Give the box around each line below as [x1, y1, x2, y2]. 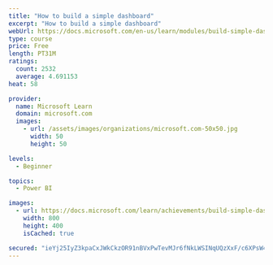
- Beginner [15, 162, 53, 171]
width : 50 [29, 132, 63, 141]
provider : [8, 94, 42, 102]
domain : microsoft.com [15, 110, 93, 118]
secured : [8, 244, 38, 252]
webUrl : [8, 27, 35, 35]
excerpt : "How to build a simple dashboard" [8, 20, 162, 28]
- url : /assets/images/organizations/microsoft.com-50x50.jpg [23, 125, 238, 133]
